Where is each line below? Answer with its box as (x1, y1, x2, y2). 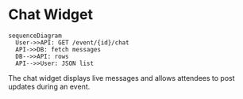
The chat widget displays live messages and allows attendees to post (8, 73, 236, 82)
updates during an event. (8, 82, 91, 91)
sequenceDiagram (8, 32, 62, 40)
